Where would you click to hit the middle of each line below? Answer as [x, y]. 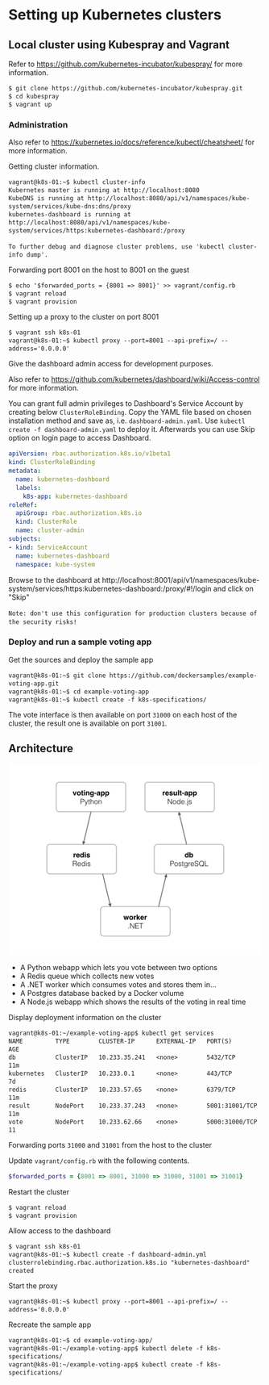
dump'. [37, 255]
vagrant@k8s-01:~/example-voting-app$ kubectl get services [112, 1033]
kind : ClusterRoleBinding [52, 462]
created [21, 1270]
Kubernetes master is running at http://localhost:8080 [104, 190]
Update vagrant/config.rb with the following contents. [99, 1161]
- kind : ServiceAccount [48, 547]
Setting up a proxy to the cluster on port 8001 [84, 317]
